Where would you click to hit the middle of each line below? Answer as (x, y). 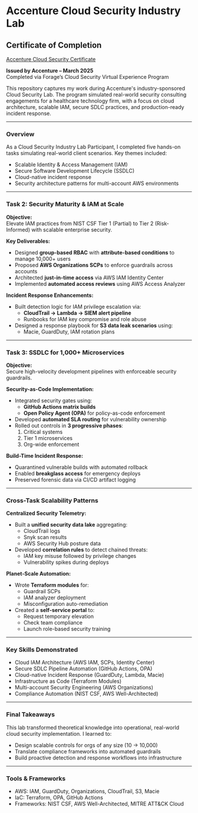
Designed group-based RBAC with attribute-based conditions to (95, 252)
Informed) (18, 229)
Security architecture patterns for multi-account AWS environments (97, 183)
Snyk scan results (45, 537)
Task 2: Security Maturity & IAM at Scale (65, 204)
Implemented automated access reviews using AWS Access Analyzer (100, 283)
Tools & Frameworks (36, 778)
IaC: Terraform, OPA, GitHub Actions (59, 798)
